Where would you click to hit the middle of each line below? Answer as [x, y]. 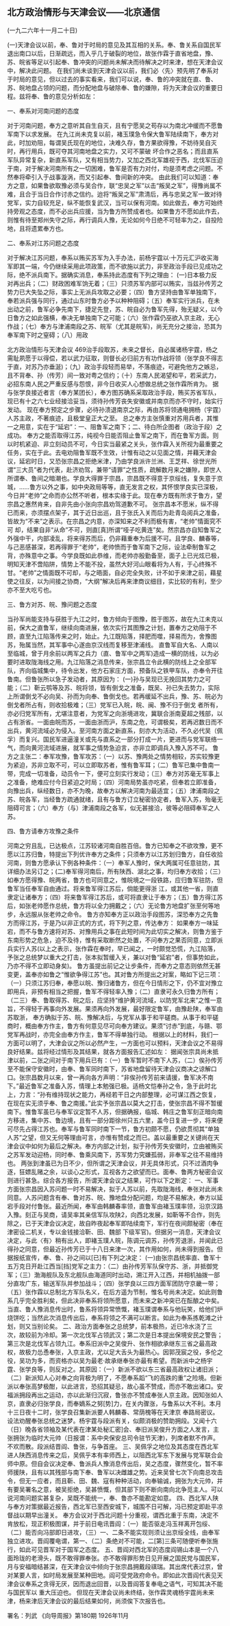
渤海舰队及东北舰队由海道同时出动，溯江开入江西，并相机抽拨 [121, 1274]
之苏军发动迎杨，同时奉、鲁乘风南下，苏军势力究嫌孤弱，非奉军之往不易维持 [115, 1154]
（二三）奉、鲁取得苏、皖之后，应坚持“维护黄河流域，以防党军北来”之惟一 [112, 1000]
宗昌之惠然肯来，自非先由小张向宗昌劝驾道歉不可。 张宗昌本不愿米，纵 [107, 504]
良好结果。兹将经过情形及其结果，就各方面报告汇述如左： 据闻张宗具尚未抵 [113, 1051]
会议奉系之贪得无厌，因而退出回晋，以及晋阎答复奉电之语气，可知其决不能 [118, 1583]
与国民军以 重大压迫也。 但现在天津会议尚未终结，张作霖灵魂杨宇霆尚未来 [111, 1592]
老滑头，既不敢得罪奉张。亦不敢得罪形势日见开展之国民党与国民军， [127, 1558]
